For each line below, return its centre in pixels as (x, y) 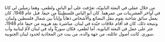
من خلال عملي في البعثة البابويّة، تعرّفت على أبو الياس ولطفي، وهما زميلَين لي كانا (80, 8)
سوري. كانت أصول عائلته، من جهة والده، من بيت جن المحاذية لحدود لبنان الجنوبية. (80, 34)
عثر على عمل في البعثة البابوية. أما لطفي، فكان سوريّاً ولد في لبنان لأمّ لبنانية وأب (79, 29)
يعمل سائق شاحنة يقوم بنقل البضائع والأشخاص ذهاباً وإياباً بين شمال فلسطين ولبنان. (81, 18)
